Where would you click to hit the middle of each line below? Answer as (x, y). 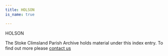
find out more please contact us (38, 48)
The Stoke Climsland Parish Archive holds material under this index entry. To (84, 42)
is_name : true (20, 14)
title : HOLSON (20, 10)
